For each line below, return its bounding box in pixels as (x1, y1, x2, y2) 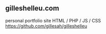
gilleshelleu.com (5, 4, 60, 13)
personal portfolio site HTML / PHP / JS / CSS (5, 17, 101, 23)
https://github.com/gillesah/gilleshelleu (5, 23, 88, 29)
